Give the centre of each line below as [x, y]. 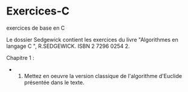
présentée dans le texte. [54, 82]
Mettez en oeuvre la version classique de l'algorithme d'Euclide [103, 76]
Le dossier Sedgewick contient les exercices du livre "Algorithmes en [92, 39]
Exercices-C [38, 11]
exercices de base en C [36, 28]
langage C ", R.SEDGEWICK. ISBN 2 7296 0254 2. [68, 46]
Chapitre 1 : [20, 57]
